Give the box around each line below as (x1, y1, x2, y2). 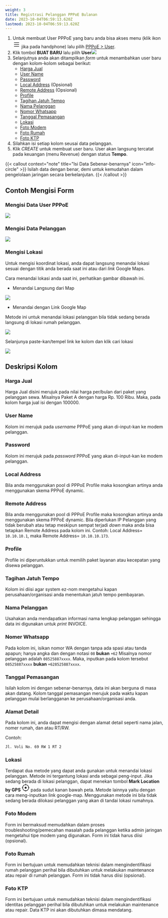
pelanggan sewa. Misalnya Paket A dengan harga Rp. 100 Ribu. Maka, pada (5, 394, 161, 400)
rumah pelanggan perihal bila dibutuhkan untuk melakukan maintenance (5, 867, 154, 873)
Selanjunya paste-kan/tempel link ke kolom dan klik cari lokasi (5, 338, 134, 345)
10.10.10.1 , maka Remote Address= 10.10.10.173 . (5, 533, 109, 539)
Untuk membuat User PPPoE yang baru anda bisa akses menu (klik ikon (12, 35, 161, 41)
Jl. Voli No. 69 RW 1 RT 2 (5, 744, 62, 749)
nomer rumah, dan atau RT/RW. (5, 725, 70, 731)
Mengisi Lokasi (5, 248, 43, 256)
